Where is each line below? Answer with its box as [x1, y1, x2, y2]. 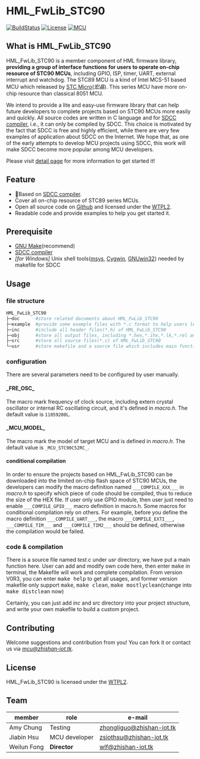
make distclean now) [6, 588, 64, 595]
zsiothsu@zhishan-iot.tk [99, 733, 168, 741]
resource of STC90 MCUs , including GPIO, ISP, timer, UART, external [6, 70, 176, 77]
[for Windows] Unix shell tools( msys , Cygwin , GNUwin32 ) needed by [14, 255, 185, 262]
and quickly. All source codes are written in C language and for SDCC [6, 114, 177, 121]
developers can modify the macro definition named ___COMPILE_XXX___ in [6, 484, 185, 491]
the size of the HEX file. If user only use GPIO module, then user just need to [6, 496, 193, 503]
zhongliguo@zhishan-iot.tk [99, 723, 176, 732]
